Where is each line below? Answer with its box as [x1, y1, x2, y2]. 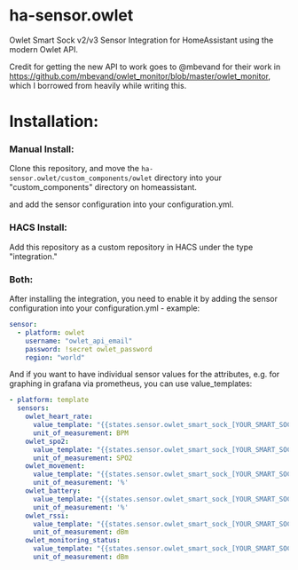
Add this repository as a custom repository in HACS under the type [9, 241, 254, 252]
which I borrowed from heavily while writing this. [9, 80, 187, 91]
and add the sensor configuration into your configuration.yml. [9, 199, 234, 210]
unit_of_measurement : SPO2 [32, 454, 133, 463]
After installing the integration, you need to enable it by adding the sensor [9, 294, 278, 305]
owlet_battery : [25, 487, 82, 495]
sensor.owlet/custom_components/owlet [9, 174, 153, 183]
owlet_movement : [25, 462, 86, 471]
